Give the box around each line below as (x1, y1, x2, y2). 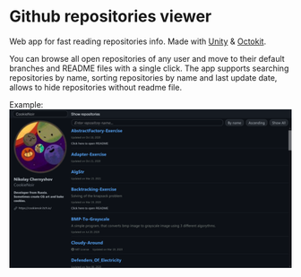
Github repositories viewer (9, 6, 212, 27)
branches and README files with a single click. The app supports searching (9, 63, 289, 74)
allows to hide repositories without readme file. (9, 82, 182, 92)
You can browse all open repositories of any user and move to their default (9, 53, 285, 64)
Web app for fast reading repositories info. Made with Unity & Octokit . (9, 36, 267, 47)
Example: (9, 99, 44, 109)
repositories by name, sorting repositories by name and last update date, (9, 72, 278, 82)
